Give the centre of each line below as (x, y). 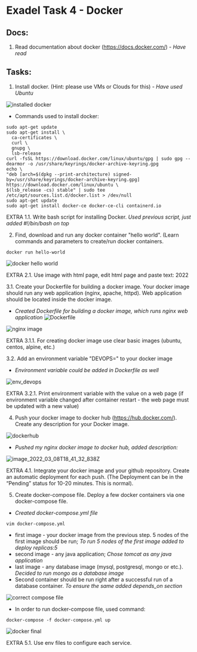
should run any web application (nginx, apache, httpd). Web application (94, 293)
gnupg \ (21, 148)
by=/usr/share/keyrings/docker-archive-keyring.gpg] (73, 179)
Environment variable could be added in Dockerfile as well (87, 370)
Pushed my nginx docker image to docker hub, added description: (96, 447)
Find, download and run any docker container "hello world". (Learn (97, 235)
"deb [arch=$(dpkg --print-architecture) (59, 174)
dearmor (16, 164)
